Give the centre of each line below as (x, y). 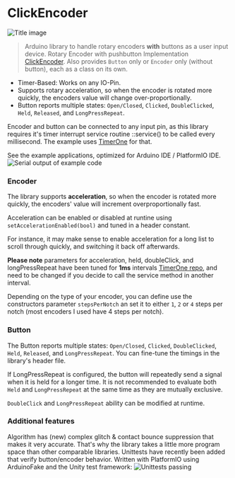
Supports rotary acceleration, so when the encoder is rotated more (115, 90)
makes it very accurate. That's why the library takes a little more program (114, 444)
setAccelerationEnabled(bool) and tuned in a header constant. (99, 225)
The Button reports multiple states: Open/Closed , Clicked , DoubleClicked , (112, 346)
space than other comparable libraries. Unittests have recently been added (116, 452)
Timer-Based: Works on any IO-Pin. (69, 82)
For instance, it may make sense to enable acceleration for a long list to (111, 239)
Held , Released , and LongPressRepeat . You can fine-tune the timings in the (114, 353)
